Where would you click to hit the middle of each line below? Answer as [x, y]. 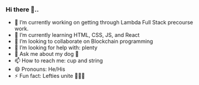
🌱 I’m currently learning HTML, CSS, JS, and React [77, 35]
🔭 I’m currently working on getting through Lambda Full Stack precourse [104, 23]
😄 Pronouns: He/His [40, 69]
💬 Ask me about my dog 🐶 [47, 54]
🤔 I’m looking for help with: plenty [56, 48]
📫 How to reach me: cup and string [59, 61]
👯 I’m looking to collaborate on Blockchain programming [84, 42]
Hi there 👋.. [23, 10]
